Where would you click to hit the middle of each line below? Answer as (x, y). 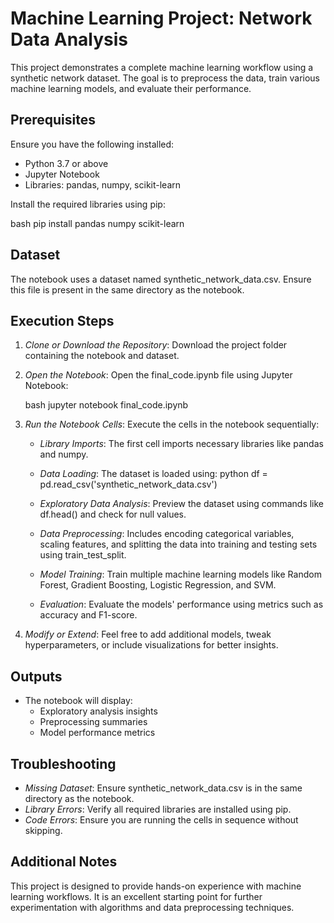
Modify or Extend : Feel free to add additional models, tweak (148, 634)
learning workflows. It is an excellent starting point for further (136, 896)
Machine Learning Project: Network (161, 18)
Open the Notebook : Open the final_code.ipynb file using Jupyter (158, 375)
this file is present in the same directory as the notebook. (127, 289)
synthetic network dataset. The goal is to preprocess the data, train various (165, 78)
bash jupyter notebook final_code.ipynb (106, 405)
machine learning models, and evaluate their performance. (131, 88)
